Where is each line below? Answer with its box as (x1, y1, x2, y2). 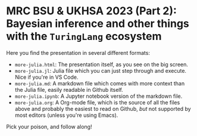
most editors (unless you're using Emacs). (14, 112, 118, 119)
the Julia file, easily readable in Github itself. (14, 86, 123, 93)
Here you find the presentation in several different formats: (6, 49, 151, 56)
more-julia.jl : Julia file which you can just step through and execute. (14, 67, 186, 74)
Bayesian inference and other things (6, 17, 189, 30)
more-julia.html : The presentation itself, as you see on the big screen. (14, 61, 189, 68)
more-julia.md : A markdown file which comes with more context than (14, 79, 185, 87)
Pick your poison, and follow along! (6, 123, 92, 130)
